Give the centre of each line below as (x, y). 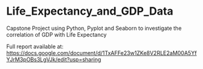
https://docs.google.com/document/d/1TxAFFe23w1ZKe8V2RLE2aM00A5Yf (101, 53)
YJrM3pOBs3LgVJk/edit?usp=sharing (54, 59)
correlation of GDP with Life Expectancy (56, 34)
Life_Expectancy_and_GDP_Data (90, 11)
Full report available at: (35, 46)
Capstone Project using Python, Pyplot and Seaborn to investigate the (94, 28)
